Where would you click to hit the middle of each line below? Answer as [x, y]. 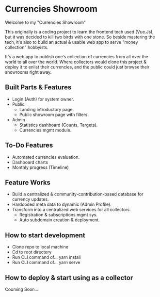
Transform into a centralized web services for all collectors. [71, 210]
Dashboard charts [30, 162]
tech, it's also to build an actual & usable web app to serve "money [72, 42]
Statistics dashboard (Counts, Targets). [58, 125]
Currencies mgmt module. [45, 130]
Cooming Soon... [22, 289]
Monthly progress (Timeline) [40, 167]
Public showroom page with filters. [54, 115]
